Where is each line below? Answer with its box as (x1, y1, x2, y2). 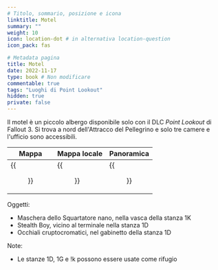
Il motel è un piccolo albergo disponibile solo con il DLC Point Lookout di (7, 118, 212, 126)
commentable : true (7, 80, 60, 87)
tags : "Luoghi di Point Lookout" (7, 87, 103, 93)
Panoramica (109, 149, 150, 158)
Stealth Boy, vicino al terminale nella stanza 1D (17, 221, 149, 229)
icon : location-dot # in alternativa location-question (7, 36, 171, 43)
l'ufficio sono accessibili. (7, 133, 78, 141)
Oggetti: (7, 201, 30, 208)
